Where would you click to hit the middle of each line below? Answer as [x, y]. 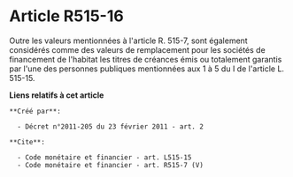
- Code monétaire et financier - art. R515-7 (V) [110, 165]
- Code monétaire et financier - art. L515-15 [104, 157]
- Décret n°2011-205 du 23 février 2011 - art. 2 [110, 126]
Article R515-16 [66, 16]
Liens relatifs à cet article [57, 95]
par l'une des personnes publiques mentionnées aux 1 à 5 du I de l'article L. [147, 69]
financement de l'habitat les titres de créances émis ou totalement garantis [146, 59]
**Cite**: [27, 142]
